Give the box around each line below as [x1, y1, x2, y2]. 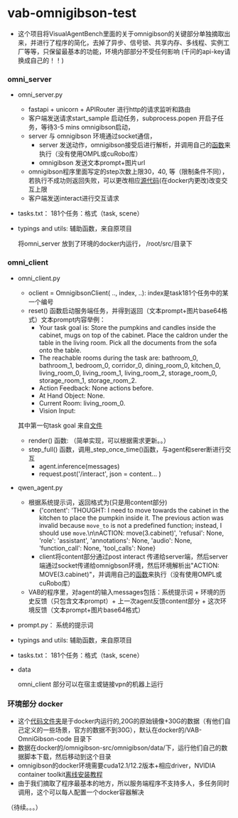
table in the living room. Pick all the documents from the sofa [38, 338, 217, 346]
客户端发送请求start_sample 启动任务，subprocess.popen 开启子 [28, 114, 218, 122]
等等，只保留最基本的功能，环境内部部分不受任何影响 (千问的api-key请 [23, 47, 231, 55]
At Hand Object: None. [38, 391, 105, 400]
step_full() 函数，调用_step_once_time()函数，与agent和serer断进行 [28, 445, 225, 453]
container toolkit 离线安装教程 [17, 770, 103, 778]
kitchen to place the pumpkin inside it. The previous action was [38, 514, 224, 522]
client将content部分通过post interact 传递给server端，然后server [38, 552, 229, 561]
